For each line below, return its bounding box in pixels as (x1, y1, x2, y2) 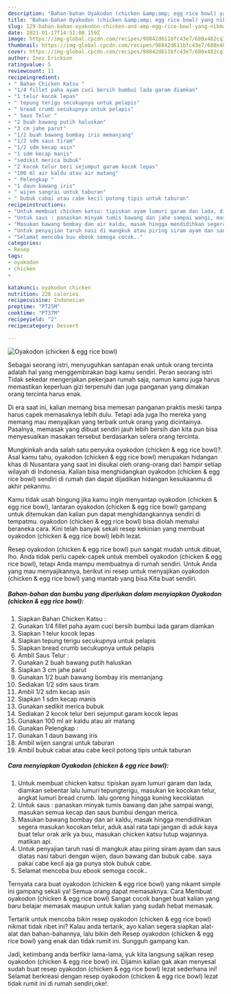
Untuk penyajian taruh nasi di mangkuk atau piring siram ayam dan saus (17, 844, 221, 853)
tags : (8, 253, 23, 259)
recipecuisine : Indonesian (8, 297, 85, 304)
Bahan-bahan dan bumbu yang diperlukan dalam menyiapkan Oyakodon (8, 590, 222, 598)
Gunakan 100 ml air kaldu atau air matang (17, 717, 136, 725)
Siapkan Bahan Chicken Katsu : (17, 614, 106, 623)
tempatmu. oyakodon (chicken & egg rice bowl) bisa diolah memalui (8, 517, 199, 525)
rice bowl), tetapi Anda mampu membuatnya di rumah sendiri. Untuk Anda (8, 559, 217, 568)
